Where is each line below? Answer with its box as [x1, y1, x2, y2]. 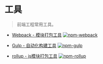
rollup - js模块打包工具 [11, 53, 57, 59]
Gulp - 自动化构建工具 [11, 42, 56, 48]
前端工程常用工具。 [16, 21, 56, 27]
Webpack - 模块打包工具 [11, 32, 62, 38]
